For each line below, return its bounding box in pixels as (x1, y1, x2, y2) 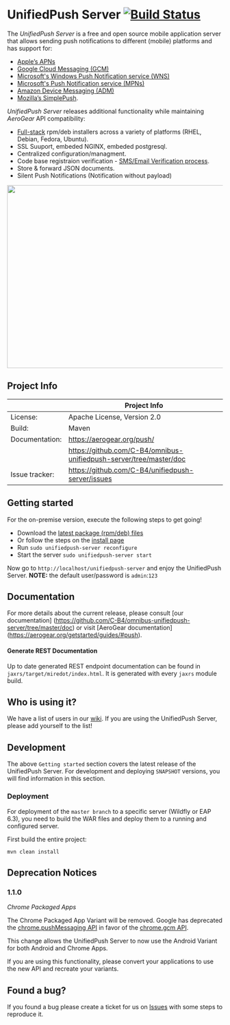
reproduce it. (7, 1010, 44, 1018)
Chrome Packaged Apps (7, 903, 77, 911)
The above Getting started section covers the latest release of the (7, 760, 196, 768)
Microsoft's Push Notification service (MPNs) (16, 79, 145, 87)
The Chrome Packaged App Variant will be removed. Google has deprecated (7, 916, 222, 925)
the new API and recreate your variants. (7, 965, 119, 973)
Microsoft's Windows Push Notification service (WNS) (16, 72, 170, 80)
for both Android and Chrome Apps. (7, 944, 108, 952)
